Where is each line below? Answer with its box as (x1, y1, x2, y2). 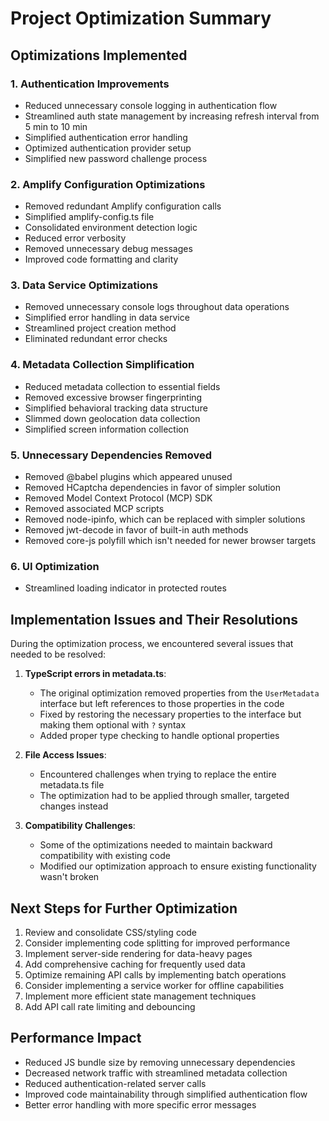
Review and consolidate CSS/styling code (24, 926, 198, 938)
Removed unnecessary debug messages (24, 243, 193, 255)
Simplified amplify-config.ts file (24, 211, 155, 223)
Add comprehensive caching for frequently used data (24, 958, 246, 970)
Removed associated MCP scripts (24, 503, 165, 515)
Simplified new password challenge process (24, 152, 208, 164)
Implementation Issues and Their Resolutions (10, 611, 299, 628)
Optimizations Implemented (10, 47, 188, 64)
